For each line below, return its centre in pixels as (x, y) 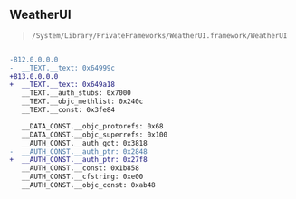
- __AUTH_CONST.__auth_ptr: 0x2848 (78, 152)
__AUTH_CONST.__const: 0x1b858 (81, 168)
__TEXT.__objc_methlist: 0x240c (82, 102)
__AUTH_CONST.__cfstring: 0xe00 (82, 177)
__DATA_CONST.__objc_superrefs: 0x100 (95, 135)
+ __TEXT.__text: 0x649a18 (62, 85)
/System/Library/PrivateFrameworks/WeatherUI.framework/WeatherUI (159, 35)
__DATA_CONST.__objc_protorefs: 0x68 (93, 126)
